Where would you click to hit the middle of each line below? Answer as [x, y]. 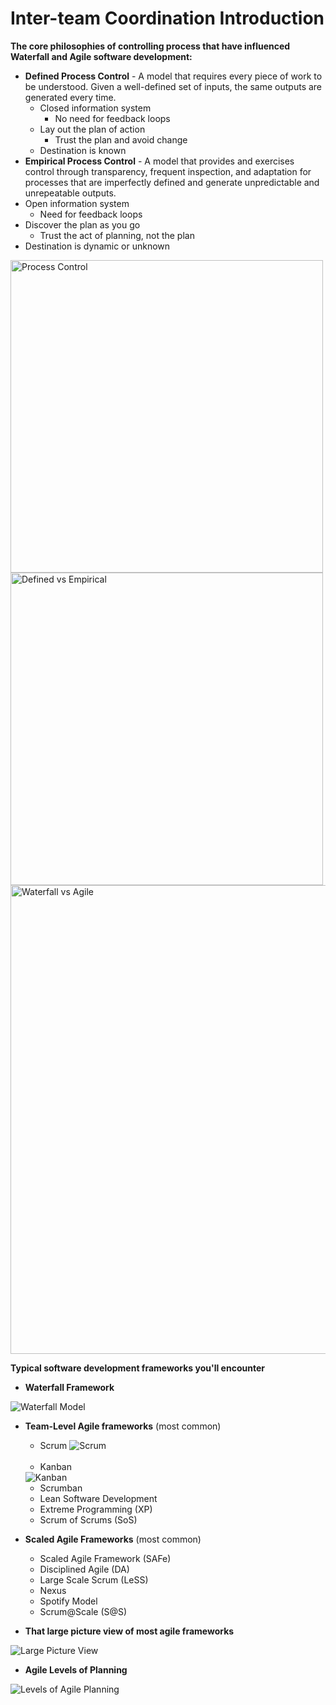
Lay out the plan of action [92, 129]
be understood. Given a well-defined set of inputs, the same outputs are [173, 86]
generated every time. [70, 97]
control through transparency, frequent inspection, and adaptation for [168, 171]
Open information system [77, 203]
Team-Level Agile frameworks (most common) [123, 1426]
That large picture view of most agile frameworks [129, 1631]
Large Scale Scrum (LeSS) [94, 1579]
